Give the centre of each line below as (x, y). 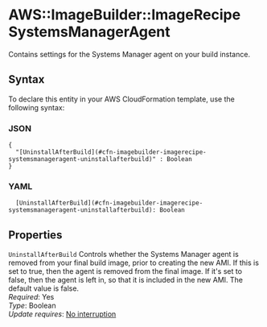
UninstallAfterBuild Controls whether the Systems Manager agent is (123, 255)
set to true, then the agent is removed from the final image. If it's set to (125, 271)
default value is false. (43, 288)
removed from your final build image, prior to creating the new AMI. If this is (134, 263)
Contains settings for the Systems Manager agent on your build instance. (129, 54)
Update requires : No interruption (62, 314)
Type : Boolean (32, 306)
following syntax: (37, 107)
